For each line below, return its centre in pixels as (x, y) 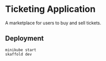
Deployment (25, 38)
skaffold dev (19, 54)
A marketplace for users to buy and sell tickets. (53, 23)
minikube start (21, 50)
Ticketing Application (50, 9)
